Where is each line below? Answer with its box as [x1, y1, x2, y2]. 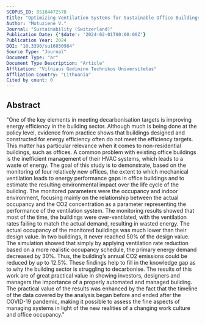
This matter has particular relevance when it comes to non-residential [6, 142, 181, 149]
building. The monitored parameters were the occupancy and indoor [6, 187, 178, 194]
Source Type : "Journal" [6, 49, 67, 55]
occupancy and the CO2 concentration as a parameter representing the [6, 200, 186, 208]
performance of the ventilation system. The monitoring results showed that [6, 207, 195, 214]
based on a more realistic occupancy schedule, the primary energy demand [6, 246, 197, 253]
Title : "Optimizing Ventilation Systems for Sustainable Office [6, 15, 173, 21]
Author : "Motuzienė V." [6, 20, 67, 26]
